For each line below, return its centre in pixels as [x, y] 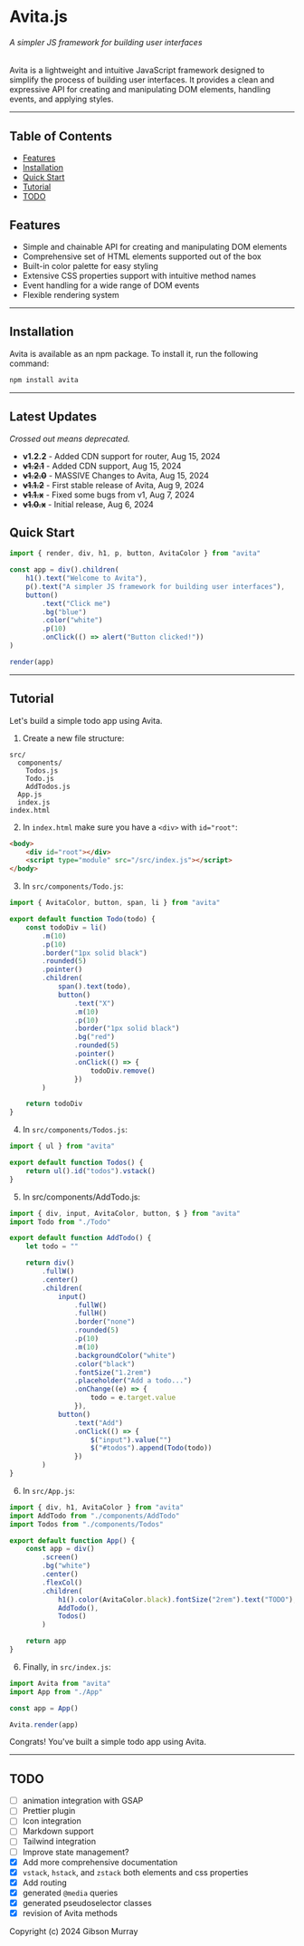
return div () [50, 1263]
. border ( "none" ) [104, 1322]
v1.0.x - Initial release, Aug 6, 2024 [88, 504]
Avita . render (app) [44, 1724]
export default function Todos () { [76, 1163]
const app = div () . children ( [64, 570]
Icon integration [52, 1821]
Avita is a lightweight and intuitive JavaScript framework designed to [137, 71]
